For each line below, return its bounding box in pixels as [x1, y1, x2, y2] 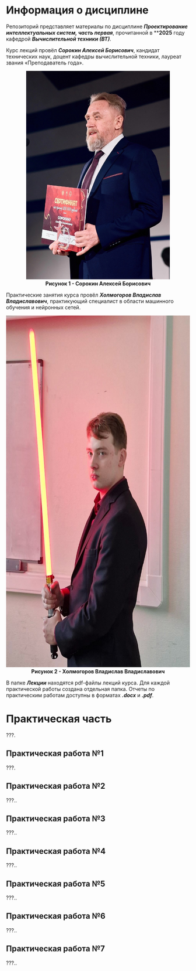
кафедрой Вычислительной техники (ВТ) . [6, 35, 112, 42]
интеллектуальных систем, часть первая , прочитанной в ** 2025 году [6, 29, 185, 36]
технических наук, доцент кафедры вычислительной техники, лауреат [6, 53, 182, 60]
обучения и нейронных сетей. [6, 304, 81, 311]
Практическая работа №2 [6, 781, 106, 791]
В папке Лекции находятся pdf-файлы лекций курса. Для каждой [6, 679, 170, 686]
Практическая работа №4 [6, 846, 106, 856]
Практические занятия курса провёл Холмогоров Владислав [6, 291, 162, 298]
